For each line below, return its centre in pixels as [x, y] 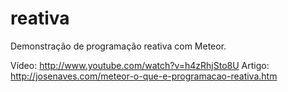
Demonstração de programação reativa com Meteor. [118, 46]
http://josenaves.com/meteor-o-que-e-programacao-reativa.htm [144, 76]
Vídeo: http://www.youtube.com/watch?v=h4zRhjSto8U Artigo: [140, 65]
